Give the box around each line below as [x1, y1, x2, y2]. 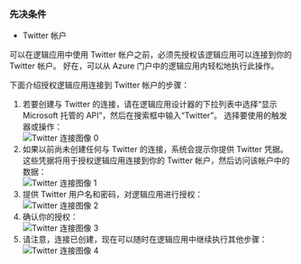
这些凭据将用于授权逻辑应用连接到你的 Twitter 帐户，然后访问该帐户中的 [22, 155, 290, 166]
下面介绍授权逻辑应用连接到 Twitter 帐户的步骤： [9, 79, 190, 91]
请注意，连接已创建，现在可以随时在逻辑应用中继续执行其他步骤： [22, 234, 268, 245]
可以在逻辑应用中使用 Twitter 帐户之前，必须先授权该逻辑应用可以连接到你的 [9, 50, 293, 60]
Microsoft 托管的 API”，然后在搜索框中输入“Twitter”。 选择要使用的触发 [22, 110, 287, 121]
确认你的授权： [22, 212, 78, 223]
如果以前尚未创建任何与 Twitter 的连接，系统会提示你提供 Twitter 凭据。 [22, 144, 288, 155]
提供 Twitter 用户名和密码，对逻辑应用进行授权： [22, 189, 204, 200]
